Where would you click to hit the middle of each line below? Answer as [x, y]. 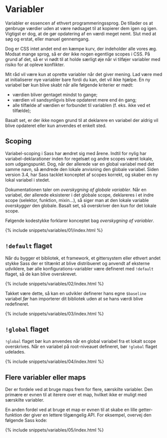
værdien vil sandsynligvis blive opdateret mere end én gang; [75, 100]
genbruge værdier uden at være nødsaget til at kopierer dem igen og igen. [82, 28]
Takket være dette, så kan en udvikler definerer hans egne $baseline [76, 293]
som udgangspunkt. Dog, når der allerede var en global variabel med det [80, 164]
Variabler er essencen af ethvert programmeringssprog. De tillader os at [79, 23]
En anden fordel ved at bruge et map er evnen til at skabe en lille [71, 410]
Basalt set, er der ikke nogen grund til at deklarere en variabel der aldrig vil [82, 120]
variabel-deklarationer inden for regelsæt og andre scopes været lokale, [79, 158]
